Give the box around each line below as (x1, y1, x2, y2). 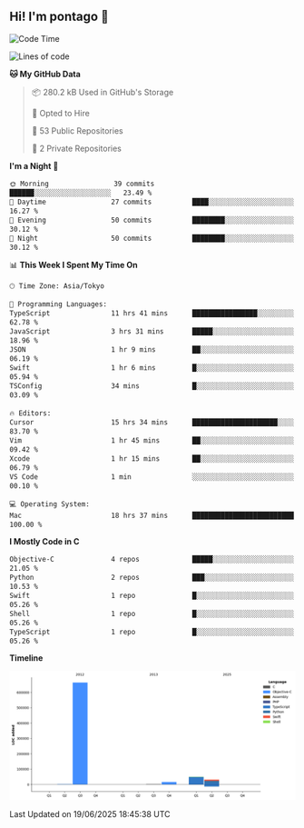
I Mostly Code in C (9, 535, 80, 546)
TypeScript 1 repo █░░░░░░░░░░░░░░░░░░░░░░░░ (9, 627, 295, 636)
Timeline (9, 652, 44, 663)
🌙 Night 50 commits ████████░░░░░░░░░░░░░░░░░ (9, 234, 295, 243)
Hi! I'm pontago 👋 (9, 9, 109, 25)
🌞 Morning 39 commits (9, 179, 155, 188)
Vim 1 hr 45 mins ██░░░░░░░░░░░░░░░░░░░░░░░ (9, 435, 295, 445)
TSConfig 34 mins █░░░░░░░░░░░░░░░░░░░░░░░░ (9, 381, 295, 391)
